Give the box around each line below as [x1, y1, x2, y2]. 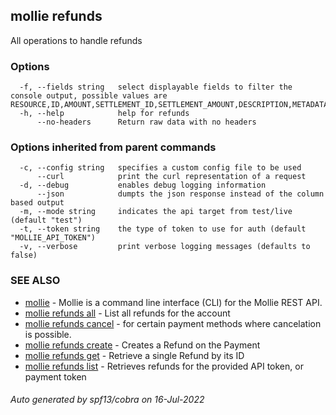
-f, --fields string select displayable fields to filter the [19, 82, 293, 93]
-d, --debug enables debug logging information [19, 180, 267, 191]
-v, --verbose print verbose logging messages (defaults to [19, 242, 311, 252]
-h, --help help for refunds [19, 109, 190, 119]
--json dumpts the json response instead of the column [36, 189, 325, 199]
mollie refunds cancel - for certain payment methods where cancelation [24, 317, 322, 329]
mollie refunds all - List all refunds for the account [24, 307, 231, 319]
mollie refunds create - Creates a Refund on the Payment [24, 339, 261, 351]
